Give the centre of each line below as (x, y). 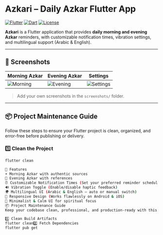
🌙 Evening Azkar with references (39, 179)
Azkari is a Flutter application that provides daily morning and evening (76, 32)
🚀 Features (16, 169)
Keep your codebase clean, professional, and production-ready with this (81, 210)
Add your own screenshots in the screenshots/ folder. (71, 96)
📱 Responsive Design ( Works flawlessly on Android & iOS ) (65, 196)
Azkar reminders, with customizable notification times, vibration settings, (78, 37)
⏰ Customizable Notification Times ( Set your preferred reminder (73, 183)
